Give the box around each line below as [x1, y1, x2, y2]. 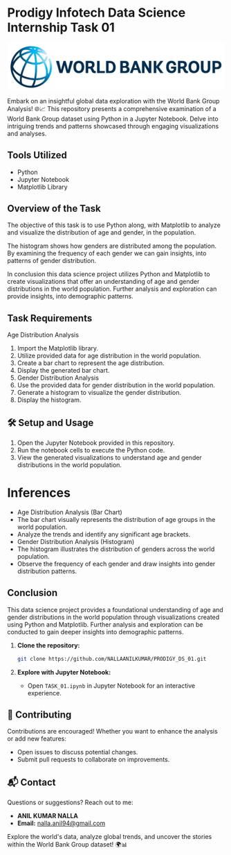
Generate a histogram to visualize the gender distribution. [17, 389, 182, 397]
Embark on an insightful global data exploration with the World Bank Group [7, 96, 220, 105]
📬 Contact [7, 776, 56, 788]
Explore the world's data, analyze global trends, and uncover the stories [7, 833, 212, 841]
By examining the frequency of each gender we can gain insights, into [7, 249, 207, 257]
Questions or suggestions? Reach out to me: [7, 798, 133, 806]
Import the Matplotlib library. [17, 344, 99, 353]
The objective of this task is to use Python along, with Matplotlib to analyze [7, 221, 221, 230]
